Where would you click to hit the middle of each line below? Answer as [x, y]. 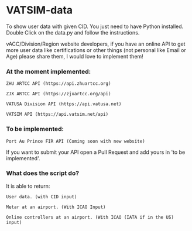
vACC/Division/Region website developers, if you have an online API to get [96, 44]
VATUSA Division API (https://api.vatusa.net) [64, 104]
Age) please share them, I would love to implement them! [75, 56]
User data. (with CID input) [42, 196]
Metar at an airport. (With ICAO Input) [56, 207]
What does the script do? [43, 173]
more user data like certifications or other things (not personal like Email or [96, 50]
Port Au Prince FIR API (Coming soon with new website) [76, 141]
